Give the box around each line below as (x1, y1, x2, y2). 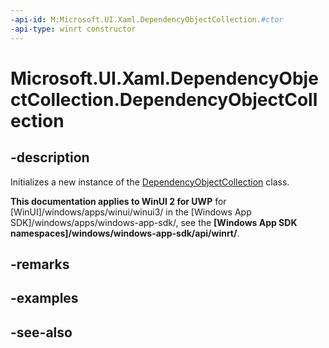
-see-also (10, 324, 73, 341)
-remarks (10, 256, 70, 273)
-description (10, 149, 90, 166)
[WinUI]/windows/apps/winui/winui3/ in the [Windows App (10, 206, 252, 218)
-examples (10, 290, 79, 307)
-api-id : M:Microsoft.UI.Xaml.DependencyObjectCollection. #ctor (10, 14, 284, 25)
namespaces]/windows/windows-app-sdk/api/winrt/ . (10, 227, 240, 239)
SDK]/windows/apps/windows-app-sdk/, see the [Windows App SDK (10, 216, 298, 228)
